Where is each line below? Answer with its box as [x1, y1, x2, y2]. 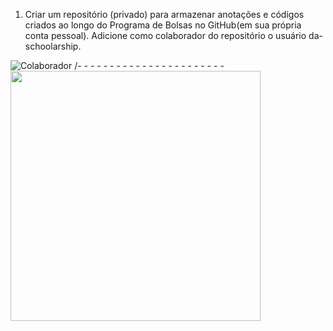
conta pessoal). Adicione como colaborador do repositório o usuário [24, 30, 307, 41]
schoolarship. [24, 40, 82, 52]
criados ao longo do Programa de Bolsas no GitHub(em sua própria [24, 19, 302, 31]
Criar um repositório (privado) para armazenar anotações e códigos [24, 9, 305, 20]
